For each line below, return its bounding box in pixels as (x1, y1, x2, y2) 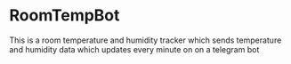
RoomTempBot (9, 5, 120, 26)
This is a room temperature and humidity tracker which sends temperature (9, 35, 282, 45)
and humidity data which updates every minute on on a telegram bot (9, 44, 260, 54)
